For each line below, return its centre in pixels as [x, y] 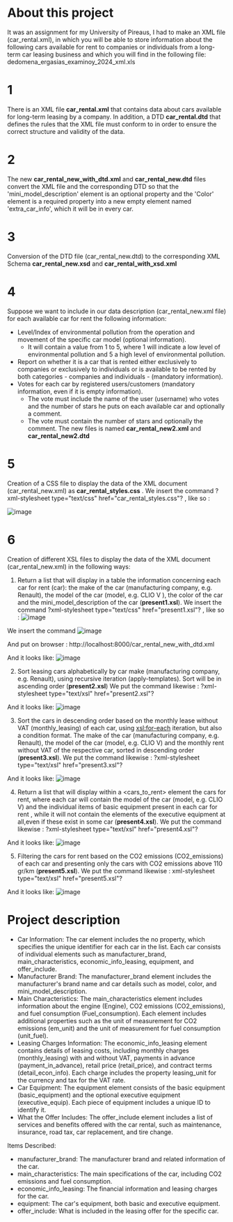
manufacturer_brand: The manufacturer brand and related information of [121, 1159]
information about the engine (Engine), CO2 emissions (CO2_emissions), [121, 1006]
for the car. [33, 1196]
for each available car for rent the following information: [87, 318]
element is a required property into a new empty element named [99, 201]
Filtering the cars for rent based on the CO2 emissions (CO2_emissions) [120, 856]
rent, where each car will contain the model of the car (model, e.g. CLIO [120, 799]
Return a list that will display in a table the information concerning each [119, 580]
